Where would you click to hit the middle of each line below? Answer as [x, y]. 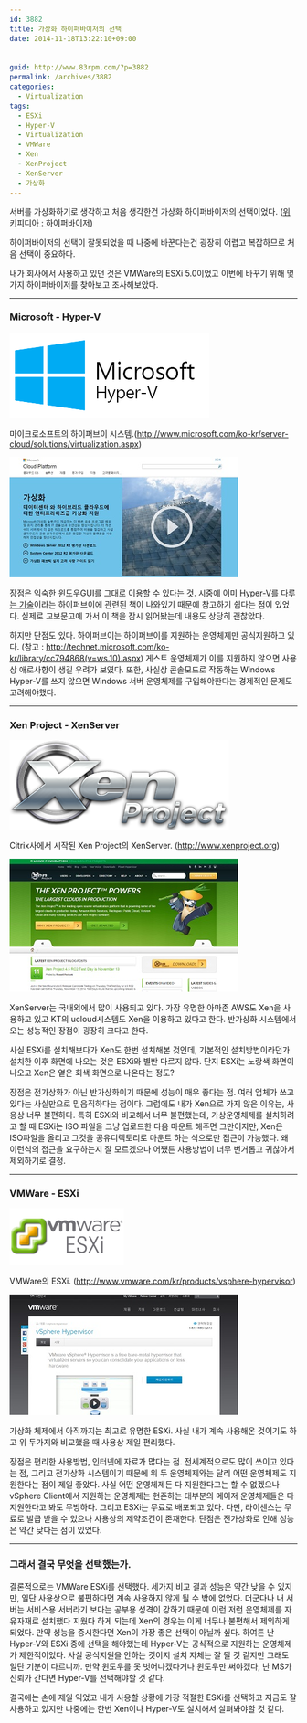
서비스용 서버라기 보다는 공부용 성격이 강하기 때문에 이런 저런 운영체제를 [154, 1609]
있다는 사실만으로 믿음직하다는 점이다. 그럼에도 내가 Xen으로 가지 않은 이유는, [147, 1104]
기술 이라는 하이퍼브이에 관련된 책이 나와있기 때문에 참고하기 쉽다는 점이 [146, 604]
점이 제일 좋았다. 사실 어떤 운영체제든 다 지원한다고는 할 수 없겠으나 [160, 1485]
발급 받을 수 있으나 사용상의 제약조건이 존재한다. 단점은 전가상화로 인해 [152, 1519]
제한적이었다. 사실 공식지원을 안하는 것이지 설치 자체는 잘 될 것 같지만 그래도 [154, 1654]
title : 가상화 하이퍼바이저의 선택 [65, 29]
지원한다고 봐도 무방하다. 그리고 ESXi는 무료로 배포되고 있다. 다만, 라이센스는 [146, 1507]
